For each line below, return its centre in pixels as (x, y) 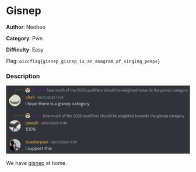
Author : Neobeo (26, 27)
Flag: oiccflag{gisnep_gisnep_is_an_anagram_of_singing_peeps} (83, 61)
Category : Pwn (24, 38)
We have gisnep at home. (36, 163)
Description (23, 76)
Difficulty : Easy (25, 49)
